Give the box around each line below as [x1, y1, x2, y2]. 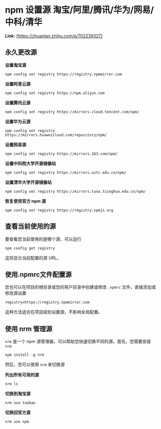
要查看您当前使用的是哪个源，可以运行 [5, 236, 81, 242]
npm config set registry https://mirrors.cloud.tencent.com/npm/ [5, 109, 139, 114]
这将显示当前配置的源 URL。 [5, 255, 61, 260]
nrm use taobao [5, 400, 36, 406]
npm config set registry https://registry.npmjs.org [5, 207, 114, 213]
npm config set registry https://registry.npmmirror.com [5, 71, 122, 77]
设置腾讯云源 [5, 100, 30, 105]
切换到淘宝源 [5, 391, 30, 396]
